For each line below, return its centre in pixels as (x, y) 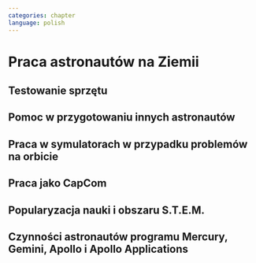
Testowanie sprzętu (58, 91)
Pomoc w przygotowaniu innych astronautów (122, 118)
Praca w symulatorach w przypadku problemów (128, 144)
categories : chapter (42, 15)
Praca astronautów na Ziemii (104, 62)
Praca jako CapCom (58, 183)
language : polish (37, 23)
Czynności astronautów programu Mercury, (118, 237)
